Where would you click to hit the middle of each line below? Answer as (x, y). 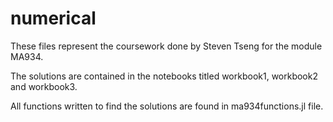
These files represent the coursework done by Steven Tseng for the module (166, 46)
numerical (53, 18)
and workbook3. (44, 86)
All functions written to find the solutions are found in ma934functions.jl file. (167, 106)
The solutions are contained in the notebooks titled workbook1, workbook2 (164, 76)
